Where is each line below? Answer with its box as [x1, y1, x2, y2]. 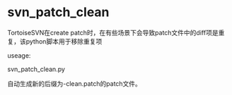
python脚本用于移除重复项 [25, 37, 103, 46]
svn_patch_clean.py [7, 65, 66, 73]
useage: [7, 51, 31, 60]
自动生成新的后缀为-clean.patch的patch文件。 [7, 79, 141, 88]
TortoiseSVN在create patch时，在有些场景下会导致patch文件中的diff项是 [7, 28, 219, 37]
